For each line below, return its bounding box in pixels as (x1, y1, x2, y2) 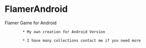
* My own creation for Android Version (22, 29, 106, 34)
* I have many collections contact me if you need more (22, 38, 141, 43)
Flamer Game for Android (4, 20, 57, 26)
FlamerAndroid (4, 3, 68, 15)
